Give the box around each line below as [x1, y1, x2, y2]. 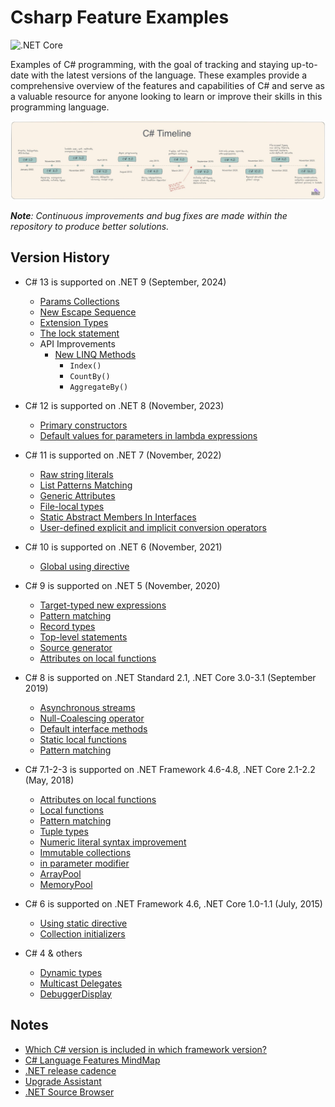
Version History [10, 249, 110, 266]
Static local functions [39, 733, 127, 745]
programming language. [10, 101, 110, 113]
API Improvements [39, 337, 116, 350]
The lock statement [39, 327, 120, 339]
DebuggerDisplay [39, 987, 112, 1000]
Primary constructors [39, 419, 128, 431]
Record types [39, 620, 96, 632]
